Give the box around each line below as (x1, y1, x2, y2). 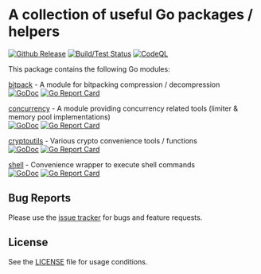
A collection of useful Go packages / (8, 6, 253, 24)
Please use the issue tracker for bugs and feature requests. (8, 213, 203, 222)
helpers (8, 22, 60, 41)
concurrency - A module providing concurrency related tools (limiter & (8, 104, 239, 113)
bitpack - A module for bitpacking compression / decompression (8, 80, 220, 89)
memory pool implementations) (8, 112, 111, 121)
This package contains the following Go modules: (8, 64, 170, 73)
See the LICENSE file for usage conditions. (8, 256, 148, 266)
